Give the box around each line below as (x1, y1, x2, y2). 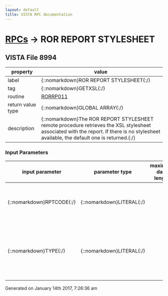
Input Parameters (5, 149, 48, 156)
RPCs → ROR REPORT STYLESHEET (5, 33, 155, 45)
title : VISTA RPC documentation (5, 12, 72, 17)
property (11, 68, 33, 75)
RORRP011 (41, 93, 68, 100)
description (7, 124, 34, 131)
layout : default (5, 7, 39, 12)
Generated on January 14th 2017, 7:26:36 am (5, 285, 97, 291)
